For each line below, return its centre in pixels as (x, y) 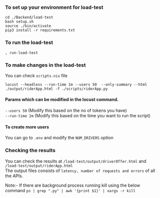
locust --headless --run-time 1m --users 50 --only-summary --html (76, 85)
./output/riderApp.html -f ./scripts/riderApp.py (57, 89)
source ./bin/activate (28, 26)
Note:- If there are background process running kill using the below (73, 185)
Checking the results (30, 151)
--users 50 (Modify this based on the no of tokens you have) (66, 110)
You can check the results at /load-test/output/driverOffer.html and (76, 161)
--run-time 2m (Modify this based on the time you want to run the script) (78, 116)
